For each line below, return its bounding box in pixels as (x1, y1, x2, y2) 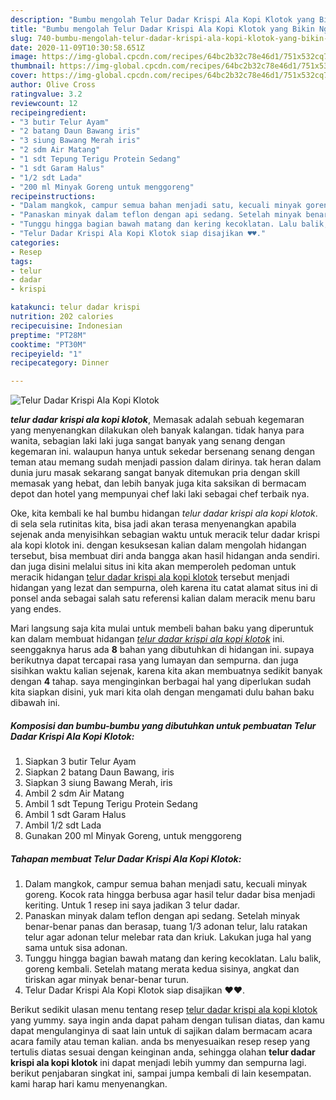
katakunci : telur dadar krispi (10, 302, 141, 313)
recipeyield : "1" (10, 349, 83, 359)
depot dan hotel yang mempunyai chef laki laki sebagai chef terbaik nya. (10, 488, 310, 500)
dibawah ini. (10, 697, 61, 709)
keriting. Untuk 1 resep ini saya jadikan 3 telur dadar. (24, 899, 240, 911)
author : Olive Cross (10, 80, 97, 90)
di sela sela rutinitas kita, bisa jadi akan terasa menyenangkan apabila (10, 518, 297, 530)
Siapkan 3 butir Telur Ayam (24, 756, 137, 768)
